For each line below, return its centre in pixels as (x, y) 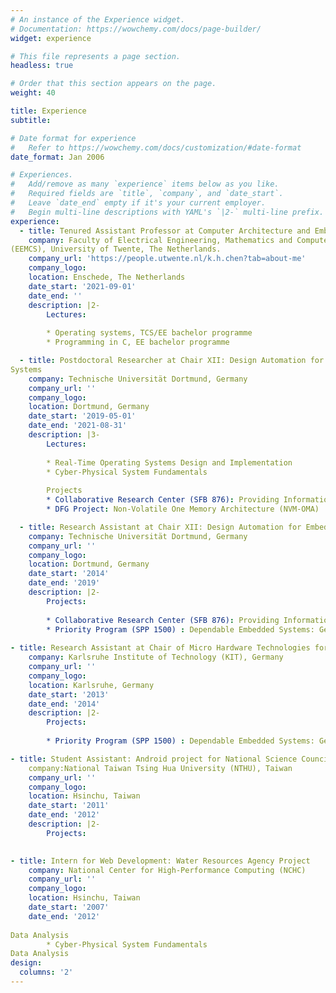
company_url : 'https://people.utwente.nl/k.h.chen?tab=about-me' (167, 259)
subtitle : (31, 120)
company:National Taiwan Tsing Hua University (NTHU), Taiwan (160, 768)
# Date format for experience (73, 138)
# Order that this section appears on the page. (113, 84)
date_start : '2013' (69, 694)
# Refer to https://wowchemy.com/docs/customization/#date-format (156, 147)
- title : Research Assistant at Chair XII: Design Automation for (160, 527)
